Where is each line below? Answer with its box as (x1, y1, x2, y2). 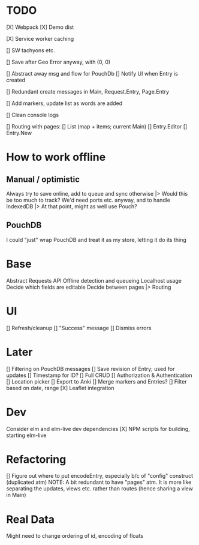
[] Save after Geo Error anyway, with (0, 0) (6, 58, 111, 65)
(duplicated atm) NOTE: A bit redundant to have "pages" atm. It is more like (6, 478, 192, 486)
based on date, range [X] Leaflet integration (6, 384, 114, 391)
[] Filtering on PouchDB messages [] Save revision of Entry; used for (6, 365, 175, 372)
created (6, 76, 26, 83)
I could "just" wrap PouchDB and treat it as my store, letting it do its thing (6, 236, 187, 243)
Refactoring (6, 453, 67, 466)
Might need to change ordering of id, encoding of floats (6, 532, 144, 540)
